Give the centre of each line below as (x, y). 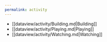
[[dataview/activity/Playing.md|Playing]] (53, 29)
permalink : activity (26, 10)
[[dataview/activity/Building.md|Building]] (54, 24)
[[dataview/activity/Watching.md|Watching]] (57, 34)
